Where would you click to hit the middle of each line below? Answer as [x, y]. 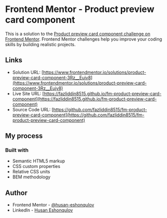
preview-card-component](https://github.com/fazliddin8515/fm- [78, 115]
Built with [17, 150]
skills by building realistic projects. [40, 44]
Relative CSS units [31, 172]
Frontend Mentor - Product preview [80, 9]
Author [16, 193]
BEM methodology [31, 177]
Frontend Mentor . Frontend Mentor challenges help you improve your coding [84, 39]
